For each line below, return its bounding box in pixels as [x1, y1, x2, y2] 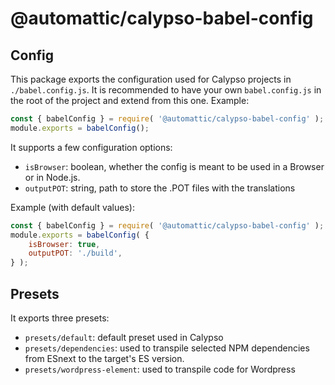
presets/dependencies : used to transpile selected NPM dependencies [24, 342, 310, 354]
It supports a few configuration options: [10, 141, 173, 153]
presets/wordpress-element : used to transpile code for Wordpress [24, 363, 296, 375]
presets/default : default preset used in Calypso [24, 331, 224, 343]
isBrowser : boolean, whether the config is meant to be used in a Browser [24, 160, 325, 172]
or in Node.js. [24, 171, 81, 183]
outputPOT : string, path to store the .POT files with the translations [24, 182, 296, 194]
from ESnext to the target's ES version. [24, 352, 185, 364]
